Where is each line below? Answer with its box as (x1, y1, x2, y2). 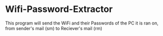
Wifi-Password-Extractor (5, 3, 113, 15)
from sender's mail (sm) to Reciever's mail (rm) (5, 25, 103, 31)
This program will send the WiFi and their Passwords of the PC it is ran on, (5, 20, 159, 26)
